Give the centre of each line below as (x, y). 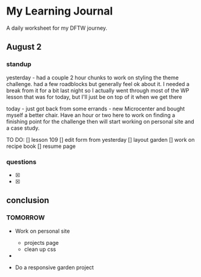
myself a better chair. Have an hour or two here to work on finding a (91, 115)
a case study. (23, 128)
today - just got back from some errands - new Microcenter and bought (96, 108)
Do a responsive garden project (54, 267)
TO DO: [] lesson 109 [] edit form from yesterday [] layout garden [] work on (100, 139)
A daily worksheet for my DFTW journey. (57, 28)
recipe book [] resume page (41, 146)
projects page (41, 242)
